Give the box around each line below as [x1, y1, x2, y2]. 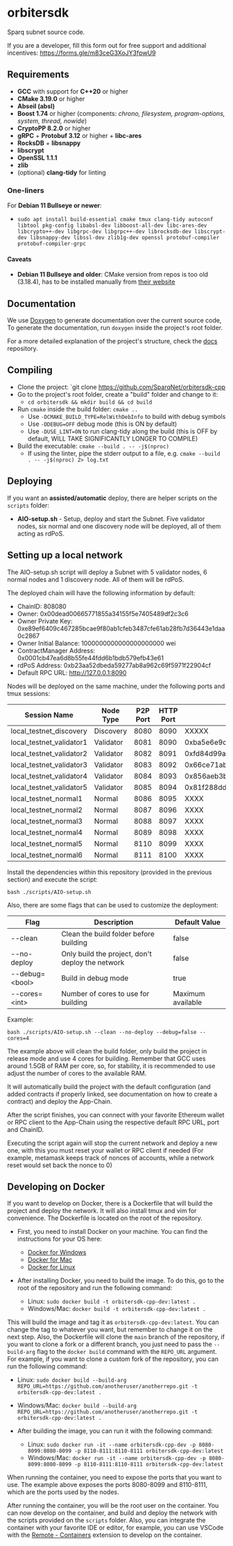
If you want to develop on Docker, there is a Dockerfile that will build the [7, 1199, 213, 1208]
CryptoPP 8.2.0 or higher [17, 123, 91, 132]
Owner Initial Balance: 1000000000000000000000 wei [17, 639, 176, 647]
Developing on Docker [7, 1180, 105, 1192]
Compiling [7, 364, 53, 376]
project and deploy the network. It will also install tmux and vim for [7, 1207, 197, 1215]
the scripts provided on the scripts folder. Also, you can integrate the [7, 1516, 206, 1524]
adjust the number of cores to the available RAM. [7, 1069, 147, 1077]
